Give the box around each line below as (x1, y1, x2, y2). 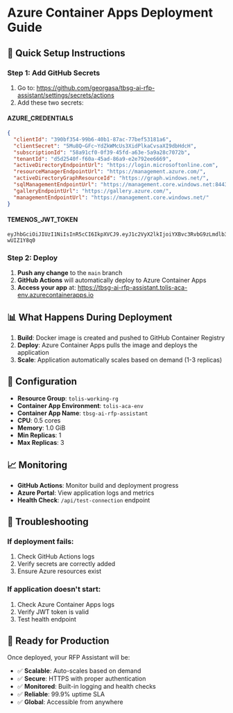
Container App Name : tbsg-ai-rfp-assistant (17, 409, 148, 417)
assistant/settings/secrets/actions (17, 91, 114, 99)
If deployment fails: (7, 536, 74, 546)
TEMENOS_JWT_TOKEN (7, 215, 78, 224)
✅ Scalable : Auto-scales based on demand (17, 667, 141, 675)
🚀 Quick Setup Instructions (7, 47, 126, 59)
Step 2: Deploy (7, 253, 58, 263)
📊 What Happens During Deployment (7, 312, 173, 324)
